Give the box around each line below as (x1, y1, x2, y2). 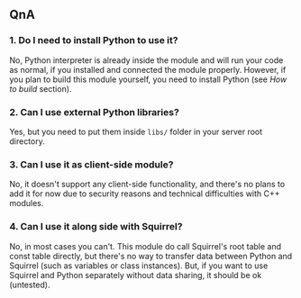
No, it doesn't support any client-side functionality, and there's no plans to (9, 179, 286, 190)
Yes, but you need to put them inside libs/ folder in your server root (9, 126, 263, 137)
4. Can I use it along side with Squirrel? (9, 221, 183, 233)
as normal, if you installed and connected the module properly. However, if (9, 64, 287, 75)
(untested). (9, 279, 50, 290)
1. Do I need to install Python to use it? (9, 34, 178, 47)
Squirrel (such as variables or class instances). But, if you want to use (9, 260, 269, 271)
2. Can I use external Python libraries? (9, 105, 180, 118)
